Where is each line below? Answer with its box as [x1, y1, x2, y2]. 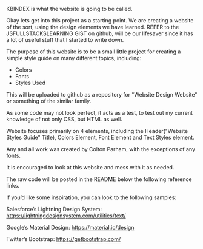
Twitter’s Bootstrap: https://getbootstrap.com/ [6, 236, 121, 242]
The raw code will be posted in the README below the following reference [6, 176, 192, 183]
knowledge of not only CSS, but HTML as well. [6, 115, 122, 123]
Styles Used [15, 79, 45, 86]
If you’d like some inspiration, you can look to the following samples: [6, 194, 177, 201]
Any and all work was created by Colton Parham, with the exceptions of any [6, 146, 196, 152]
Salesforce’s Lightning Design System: [6, 206, 102, 213]
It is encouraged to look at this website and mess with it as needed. [6, 164, 175, 171]
